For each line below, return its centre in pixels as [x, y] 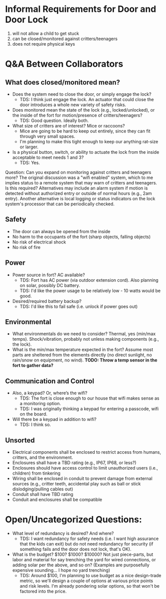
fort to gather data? [33, 365]
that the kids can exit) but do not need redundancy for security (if [86, 543]
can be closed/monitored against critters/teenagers [65, 39]
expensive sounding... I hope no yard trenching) [61, 570]
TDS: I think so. [35, 424]
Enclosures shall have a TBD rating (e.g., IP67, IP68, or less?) [74, 463]
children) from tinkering [36, 473]
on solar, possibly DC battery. [50, 285]
